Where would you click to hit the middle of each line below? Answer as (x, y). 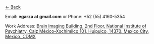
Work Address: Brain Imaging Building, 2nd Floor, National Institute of (76, 26)
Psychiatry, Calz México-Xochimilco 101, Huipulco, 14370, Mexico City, (77, 31)
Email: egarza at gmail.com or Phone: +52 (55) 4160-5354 (65, 16)
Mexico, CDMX (21, 36)
